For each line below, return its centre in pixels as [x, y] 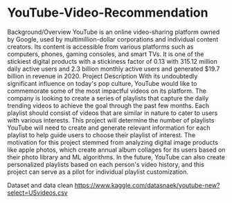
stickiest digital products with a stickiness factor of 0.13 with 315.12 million [113, 61]
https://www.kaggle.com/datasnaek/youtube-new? [147, 185]
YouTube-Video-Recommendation [108, 13]
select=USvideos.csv [37, 193]
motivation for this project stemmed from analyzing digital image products [113, 142]
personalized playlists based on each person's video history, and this [106, 164]
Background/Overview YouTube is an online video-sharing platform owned [114, 32]
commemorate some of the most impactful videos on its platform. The [107, 91]
